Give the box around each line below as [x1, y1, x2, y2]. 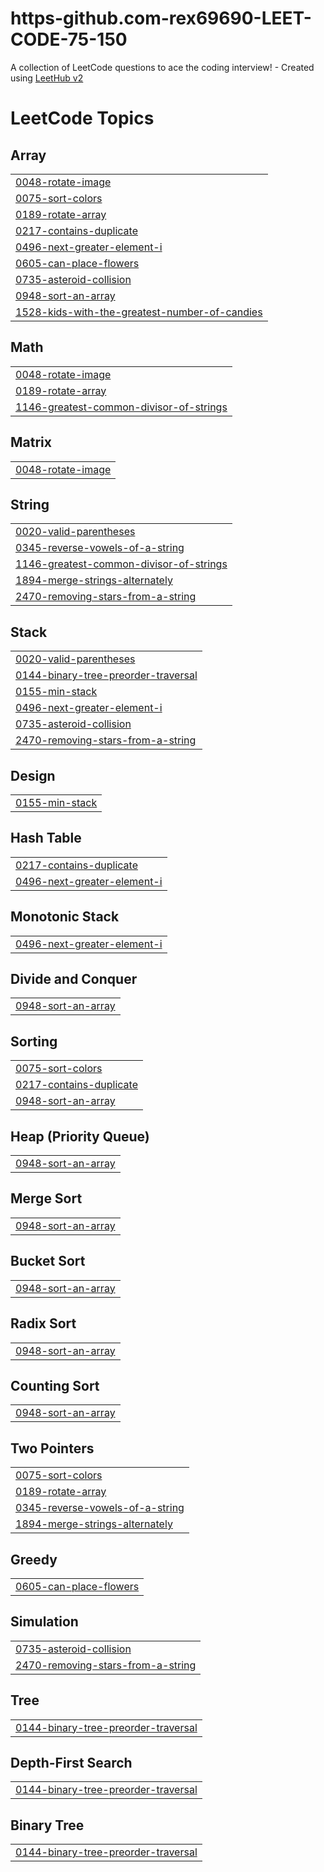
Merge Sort [10, 1190, 83, 1207]
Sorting [10, 1033, 58, 1050]
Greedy [10, 1551, 58, 1568]
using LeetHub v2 [10, 72, 84, 84]
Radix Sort [10, 1315, 77, 1332]
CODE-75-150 [10, 28, 128, 51]
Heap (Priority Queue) [10, 1128, 150, 1145]
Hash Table [10, 830, 82, 847]
